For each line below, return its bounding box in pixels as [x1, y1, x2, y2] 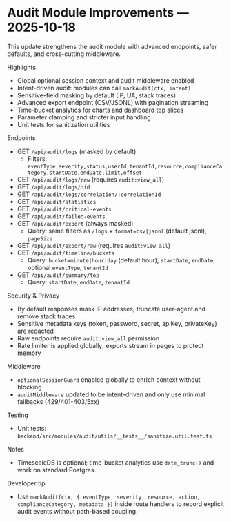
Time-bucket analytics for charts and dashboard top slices [17, 106, 184, 114]
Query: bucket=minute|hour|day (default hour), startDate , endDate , [27, 255, 216, 264]
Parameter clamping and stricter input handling [17, 113, 152, 122]
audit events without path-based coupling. [17, 507, 138, 515]
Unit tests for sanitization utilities [17, 120, 110, 128]
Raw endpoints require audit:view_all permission [17, 333, 160, 342]
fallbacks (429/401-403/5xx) [17, 397, 100, 405]
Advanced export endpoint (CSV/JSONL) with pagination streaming [17, 98, 209, 106]
